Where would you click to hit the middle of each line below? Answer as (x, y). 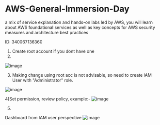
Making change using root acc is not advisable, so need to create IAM (82, 75)
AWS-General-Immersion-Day (67, 9)
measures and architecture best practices (47, 32)
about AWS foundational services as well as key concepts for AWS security (80, 27)
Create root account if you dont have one (53, 51)
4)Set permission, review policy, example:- (48, 99)
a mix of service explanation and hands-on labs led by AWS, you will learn (79, 22)
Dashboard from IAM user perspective (43, 117)
